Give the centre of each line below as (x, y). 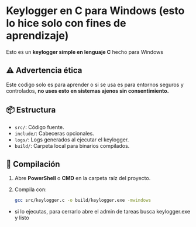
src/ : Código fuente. (39, 127)
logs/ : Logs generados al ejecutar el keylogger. (72, 140)
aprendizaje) (37, 36)
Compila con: (30, 189)
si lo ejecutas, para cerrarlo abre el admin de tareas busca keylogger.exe (102, 212)
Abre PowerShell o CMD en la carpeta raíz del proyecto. (82, 178)
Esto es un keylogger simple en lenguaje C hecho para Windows (85, 52)
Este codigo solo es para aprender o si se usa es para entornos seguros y (95, 84)
